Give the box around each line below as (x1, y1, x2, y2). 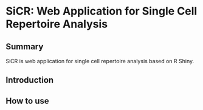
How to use (5, 95, 49, 106)
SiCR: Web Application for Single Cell (5, 4, 198, 18)
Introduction (5, 75, 54, 86)
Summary (5, 41, 44, 52)
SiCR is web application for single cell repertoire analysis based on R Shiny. (5, 58, 194, 64)
